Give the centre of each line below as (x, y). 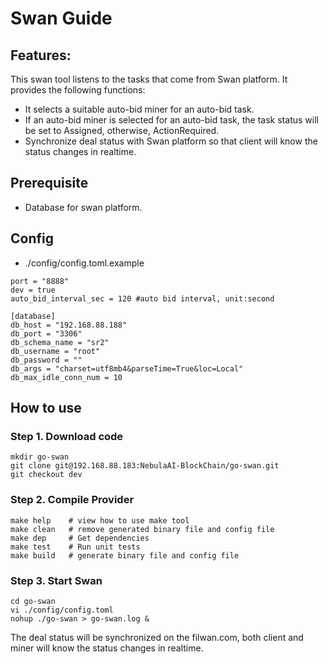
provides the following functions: (78, 90)
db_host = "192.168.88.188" (69, 325)
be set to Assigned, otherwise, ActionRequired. (122, 130)
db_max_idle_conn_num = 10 (66, 377)
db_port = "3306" (46, 333)
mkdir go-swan (40, 457)
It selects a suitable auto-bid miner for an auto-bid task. (139, 109)
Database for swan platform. (83, 207)
